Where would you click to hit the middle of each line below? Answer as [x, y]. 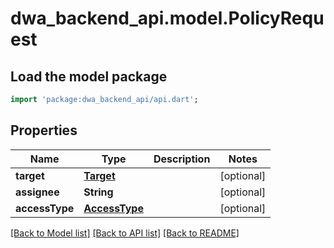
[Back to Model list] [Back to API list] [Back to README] [125, 233]
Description [182, 159]
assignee [37, 192]
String [98, 192]
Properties [44, 130]
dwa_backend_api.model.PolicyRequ [167, 18]
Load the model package [89, 76]
